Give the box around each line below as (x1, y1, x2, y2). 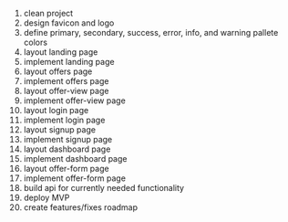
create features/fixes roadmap (23, 202, 139, 213)
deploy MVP (23, 192, 70, 203)
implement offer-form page (23, 173, 127, 184)
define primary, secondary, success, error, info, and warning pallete (23, 27, 279, 37)
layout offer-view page (23, 86, 109, 96)
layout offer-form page (23, 164, 109, 174)
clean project (23, 8, 74, 18)
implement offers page (23, 76, 109, 86)
